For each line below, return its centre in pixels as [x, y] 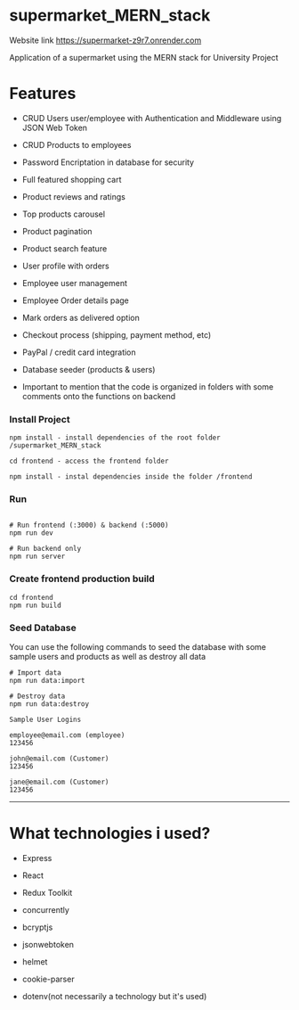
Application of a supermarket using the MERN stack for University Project [144, 57]
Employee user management [74, 283]
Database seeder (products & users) [89, 369]
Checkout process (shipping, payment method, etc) [117, 334]
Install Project [40, 419]
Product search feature [65, 248]
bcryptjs [37, 927]
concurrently [45, 910]
